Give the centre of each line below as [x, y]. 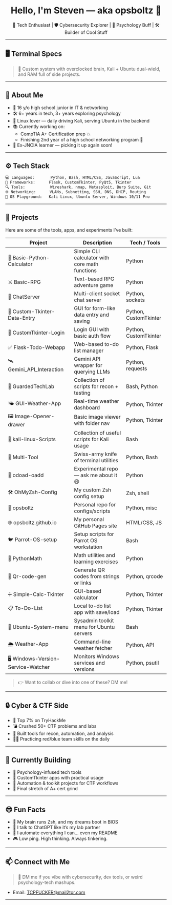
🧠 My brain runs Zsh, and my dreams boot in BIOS [66, 822]
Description [98, 242]
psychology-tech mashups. [47, 882]
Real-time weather [96, 401]
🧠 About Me [24, 95]
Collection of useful [98, 433]
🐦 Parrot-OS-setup [33, 540]
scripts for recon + [96, 386]
